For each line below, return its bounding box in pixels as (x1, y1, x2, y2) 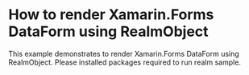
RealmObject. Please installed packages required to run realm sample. (8, 57, 242, 67)
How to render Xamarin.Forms (8, 6, 214, 24)
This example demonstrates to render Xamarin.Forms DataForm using (8, 49, 239, 58)
